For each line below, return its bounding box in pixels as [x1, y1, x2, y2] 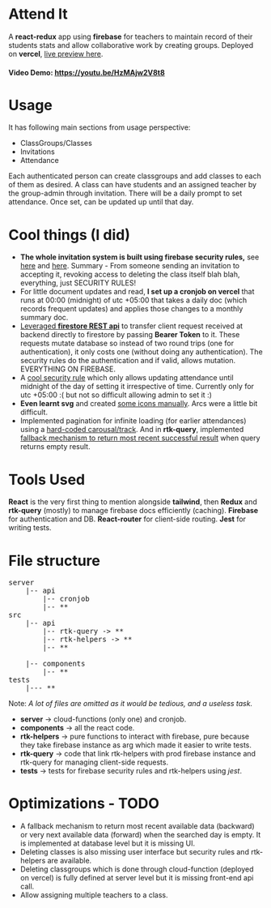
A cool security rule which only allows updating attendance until [19, 373, 234, 383]
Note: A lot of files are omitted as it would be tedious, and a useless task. [8, 699, 253, 709]
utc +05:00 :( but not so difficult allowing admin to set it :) [19, 390, 213, 400]
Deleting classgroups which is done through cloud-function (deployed [19, 864, 254, 874]
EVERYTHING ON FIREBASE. [19, 364, 116, 374]
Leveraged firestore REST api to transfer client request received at [19, 321, 243, 331]
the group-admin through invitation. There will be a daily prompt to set [8, 188, 243, 199]
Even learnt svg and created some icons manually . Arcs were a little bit [19, 399, 258, 409]
